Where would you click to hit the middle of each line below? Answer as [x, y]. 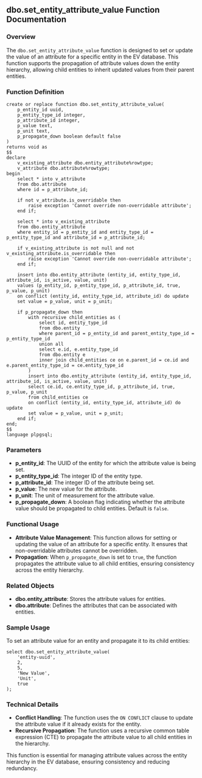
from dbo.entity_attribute [51, 227]
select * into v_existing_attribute [64, 222]
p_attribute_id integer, [49, 120]
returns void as [27, 147]
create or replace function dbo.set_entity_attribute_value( [85, 104]
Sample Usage [28, 628]
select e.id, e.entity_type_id [78, 349]
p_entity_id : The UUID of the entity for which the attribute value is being [106, 463]
